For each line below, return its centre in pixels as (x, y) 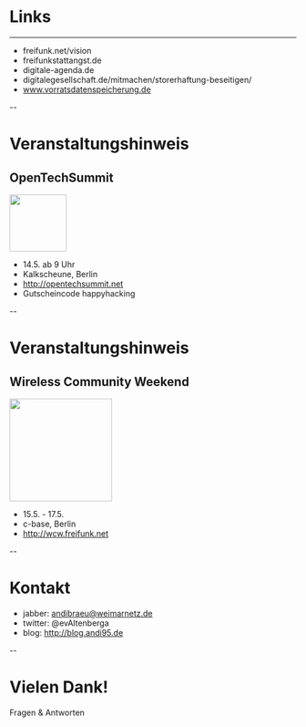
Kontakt (40, 588)
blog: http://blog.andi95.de (73, 632)
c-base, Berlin (49, 524)
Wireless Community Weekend (99, 382)
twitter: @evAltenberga (66, 623)
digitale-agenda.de (58, 69)
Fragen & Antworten (47, 712)
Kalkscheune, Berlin (60, 274)
